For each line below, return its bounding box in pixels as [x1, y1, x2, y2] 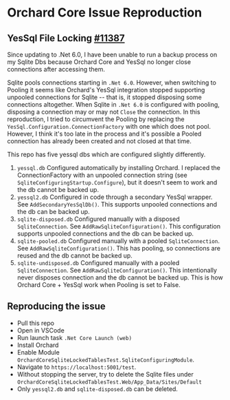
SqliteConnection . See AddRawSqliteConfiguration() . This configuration [16, 222, 221, 230]
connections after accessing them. [7, 65, 105, 73]
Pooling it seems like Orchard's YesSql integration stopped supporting [7, 86, 205, 94]
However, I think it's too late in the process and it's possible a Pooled [7, 129, 202, 138]
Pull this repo [16, 319, 55, 327]
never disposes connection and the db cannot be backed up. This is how [16, 273, 223, 282]
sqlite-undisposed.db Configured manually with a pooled [16, 259, 180, 266]
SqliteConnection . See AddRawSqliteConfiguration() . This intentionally [16, 266, 218, 274]
